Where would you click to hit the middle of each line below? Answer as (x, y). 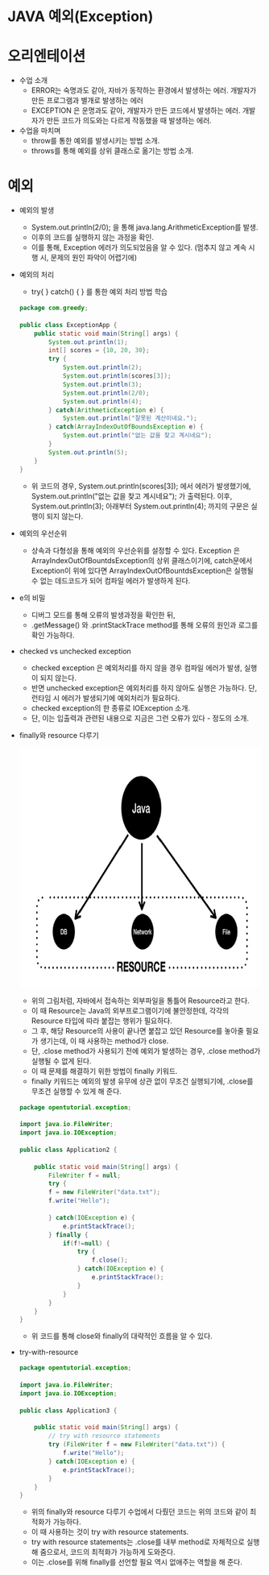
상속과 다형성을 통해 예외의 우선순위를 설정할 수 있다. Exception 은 (136, 550)
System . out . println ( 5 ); (88, 452)
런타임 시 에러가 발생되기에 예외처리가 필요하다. (106, 698)
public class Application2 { (68, 1150)
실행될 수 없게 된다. (61, 1061)
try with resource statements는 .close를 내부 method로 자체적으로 (138, 1542)
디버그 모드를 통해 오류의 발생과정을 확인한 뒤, (103, 615)
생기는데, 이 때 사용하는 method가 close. (104, 1041)
